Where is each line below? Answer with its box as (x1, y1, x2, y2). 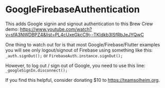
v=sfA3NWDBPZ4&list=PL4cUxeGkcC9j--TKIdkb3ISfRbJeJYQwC (5, 31, 144, 38)
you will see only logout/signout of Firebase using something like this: (5, 47, 153, 53)
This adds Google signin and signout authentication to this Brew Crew (5, 21, 153, 27)
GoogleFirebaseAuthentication (5, 4, 140, 15)
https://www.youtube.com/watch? (20, 26, 93, 32)
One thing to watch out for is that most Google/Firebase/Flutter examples (5, 41, 160, 47)
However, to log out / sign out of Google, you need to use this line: (5, 62, 145, 68)
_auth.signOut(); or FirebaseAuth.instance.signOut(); (5, 52, 123, 59)
